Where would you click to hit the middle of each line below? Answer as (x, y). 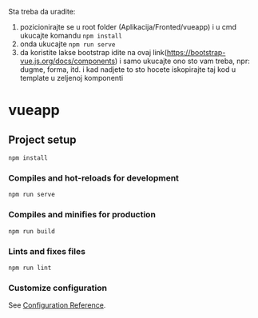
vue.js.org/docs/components (67, 61)
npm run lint (30, 268)
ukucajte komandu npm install (71, 36)
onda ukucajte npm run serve (67, 44)
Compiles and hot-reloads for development (94, 177)
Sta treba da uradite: (42, 12)
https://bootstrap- (196, 52)
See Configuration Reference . (57, 305)
